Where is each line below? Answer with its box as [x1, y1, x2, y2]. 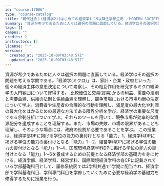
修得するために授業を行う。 [5, 176, 61, 182]
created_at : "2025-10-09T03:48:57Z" [9, 53, 84, 58]
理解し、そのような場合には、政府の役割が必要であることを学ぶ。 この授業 [5, 127, 156, 133]
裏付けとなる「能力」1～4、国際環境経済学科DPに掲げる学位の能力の [13, 145, 152, 151]
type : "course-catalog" [5, 12, 54, 17]
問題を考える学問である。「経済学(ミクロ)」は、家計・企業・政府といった [5, 78, 151, 83]
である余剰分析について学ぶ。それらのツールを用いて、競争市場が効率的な [5, 114, 155, 120]
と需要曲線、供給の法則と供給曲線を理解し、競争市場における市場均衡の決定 [5, 96, 159, 102]
